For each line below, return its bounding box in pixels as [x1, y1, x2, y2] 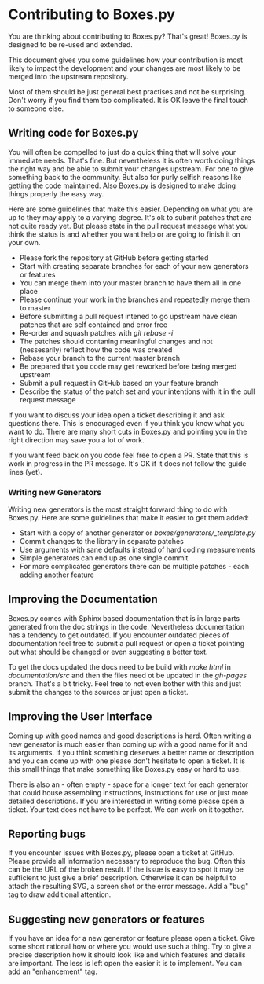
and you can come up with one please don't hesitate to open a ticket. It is [8, 756, 246, 766]
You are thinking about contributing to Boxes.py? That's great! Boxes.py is [8, 31, 247, 41]
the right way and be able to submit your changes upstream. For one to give [8, 163, 254, 174]
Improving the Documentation [8, 593, 159, 606]
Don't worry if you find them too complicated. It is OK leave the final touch [8, 95, 249, 105]
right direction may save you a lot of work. [8, 435, 145, 445]
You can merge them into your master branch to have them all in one [19, 277, 242, 288]
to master [19, 303, 51, 312]
